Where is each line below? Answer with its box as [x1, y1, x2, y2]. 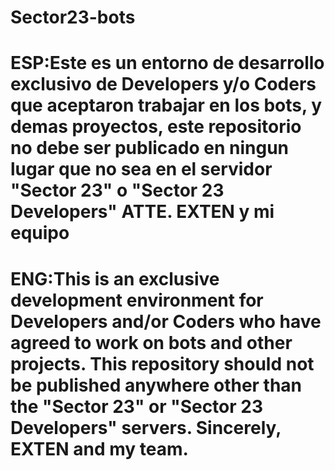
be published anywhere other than [10, 374, 303, 396]
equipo [10, 222, 70, 245]
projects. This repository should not [10, 352, 315, 375]
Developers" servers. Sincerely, [10, 416, 282, 439]
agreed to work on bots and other [10, 331, 293, 354]
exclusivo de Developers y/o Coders [10, 73, 317, 96]
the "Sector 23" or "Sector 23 [10, 395, 264, 418]
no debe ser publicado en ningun [10, 137, 290, 160]
